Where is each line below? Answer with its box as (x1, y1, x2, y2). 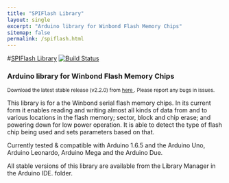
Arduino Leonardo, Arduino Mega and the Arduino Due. (7, 149, 163, 157)
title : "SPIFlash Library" (7, 10, 84, 17)
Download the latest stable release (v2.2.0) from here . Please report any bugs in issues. (7, 87, 215, 94)
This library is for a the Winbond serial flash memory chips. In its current (7, 99, 211, 107)
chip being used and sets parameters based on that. (7, 128, 155, 136)
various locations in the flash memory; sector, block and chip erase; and (7, 114, 211, 122)
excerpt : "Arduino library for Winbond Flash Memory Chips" (7, 23, 183, 29)
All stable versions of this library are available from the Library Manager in (7, 162, 216, 170)
